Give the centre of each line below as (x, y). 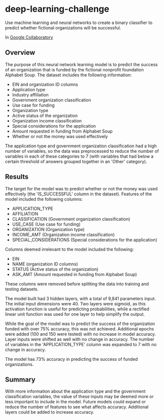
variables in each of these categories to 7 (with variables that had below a (79, 156)
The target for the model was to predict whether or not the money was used (81, 188)
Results (17, 177)
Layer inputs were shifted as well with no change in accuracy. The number (80, 339)
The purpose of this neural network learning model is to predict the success (81, 64)
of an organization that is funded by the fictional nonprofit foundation (74, 70)
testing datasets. (22, 289)
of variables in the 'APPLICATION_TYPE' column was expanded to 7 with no (81, 344)
